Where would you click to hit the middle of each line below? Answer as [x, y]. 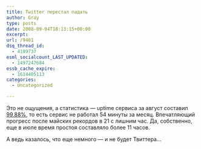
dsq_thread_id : [26, 46]
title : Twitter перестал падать [47, 12]
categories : [21, 80]
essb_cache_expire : [31, 68]
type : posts [21, 23]
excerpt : [17, 35]
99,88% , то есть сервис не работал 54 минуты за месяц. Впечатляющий [101, 114]
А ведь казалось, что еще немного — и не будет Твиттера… [84, 139]
